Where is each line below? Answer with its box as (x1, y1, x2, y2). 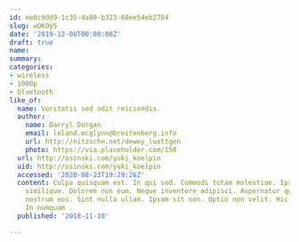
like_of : (9, 95, 42, 105)
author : (17, 112, 46, 121)
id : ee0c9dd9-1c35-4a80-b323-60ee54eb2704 (9, 12, 169, 22)
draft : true (9, 37, 53, 47)
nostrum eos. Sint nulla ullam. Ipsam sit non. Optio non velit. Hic (25, 195, 289, 205)
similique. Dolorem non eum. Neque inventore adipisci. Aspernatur (25, 187, 280, 196)
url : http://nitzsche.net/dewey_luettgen (25, 137, 181, 146)
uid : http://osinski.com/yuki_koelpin (17, 162, 162, 171)
